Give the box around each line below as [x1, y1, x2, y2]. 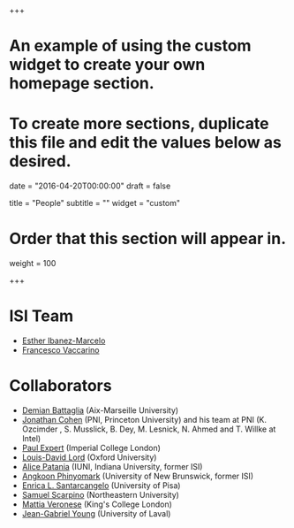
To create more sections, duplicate [9, 114, 269, 134]
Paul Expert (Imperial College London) [21, 442, 162, 453]
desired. [9, 151, 72, 172]
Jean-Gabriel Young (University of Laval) [21, 508, 171, 518]
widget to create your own [9, 55, 206, 75]
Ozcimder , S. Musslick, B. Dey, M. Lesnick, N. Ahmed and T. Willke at [21, 424, 276, 434]
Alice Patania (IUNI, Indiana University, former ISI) [21, 461, 203, 471]
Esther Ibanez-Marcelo [21, 335, 106, 346]
